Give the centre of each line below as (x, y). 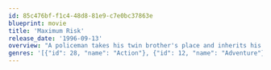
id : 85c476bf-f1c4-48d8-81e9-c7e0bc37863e (81, 16)
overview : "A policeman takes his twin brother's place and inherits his (135, 46)
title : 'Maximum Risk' (46, 31)
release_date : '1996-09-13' (56, 38)
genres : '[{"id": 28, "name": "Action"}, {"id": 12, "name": (113, 53)
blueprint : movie (38, 23)
